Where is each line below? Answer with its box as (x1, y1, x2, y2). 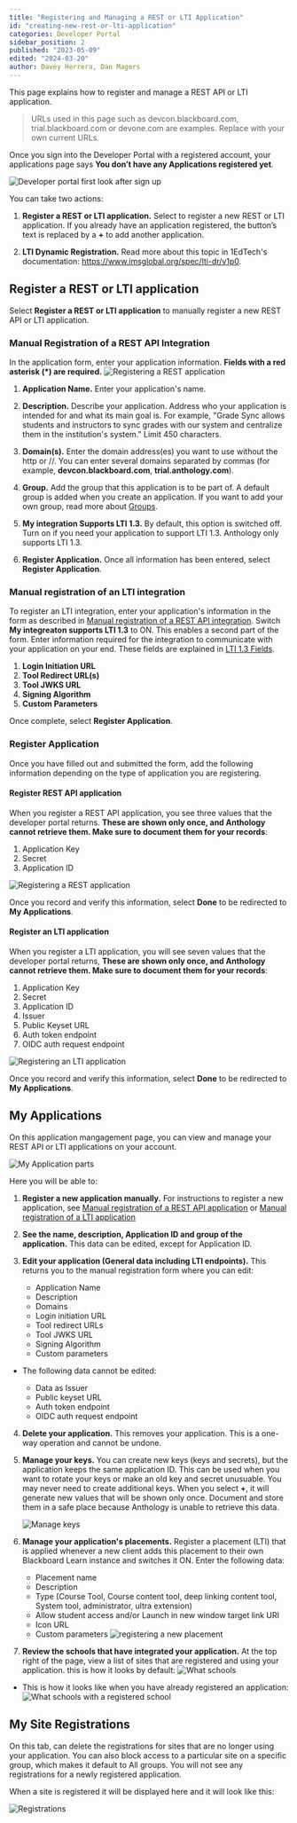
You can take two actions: (9, 193, 104, 204)
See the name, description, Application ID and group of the (21, 1229, 243, 1239)
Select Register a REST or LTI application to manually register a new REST (9, 305, 282, 316)
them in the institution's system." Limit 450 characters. (21, 428, 222, 439)
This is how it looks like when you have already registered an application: (21, 1682, 289, 1693)
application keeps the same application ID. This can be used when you (21, 1464, 280, 1474)
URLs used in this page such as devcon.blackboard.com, (30, 113, 239, 124)
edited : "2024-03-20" (9, 54, 90, 63)
